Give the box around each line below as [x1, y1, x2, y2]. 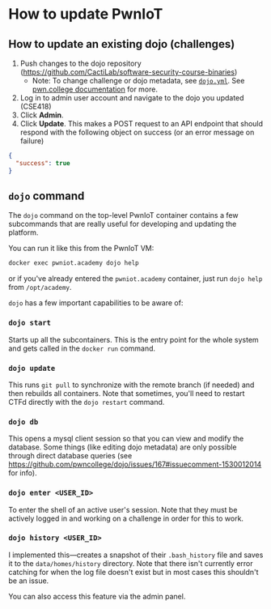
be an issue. [8, 576, 49, 586]
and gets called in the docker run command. [8, 343, 156, 353]
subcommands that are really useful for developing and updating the [8, 219, 237, 229]
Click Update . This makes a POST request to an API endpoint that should [19, 119, 264, 128]
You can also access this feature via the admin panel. [8, 591, 186, 601]
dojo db [8, 417, 39, 426]
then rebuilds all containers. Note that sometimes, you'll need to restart [8, 388, 245, 398]
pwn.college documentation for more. [32, 84, 158, 94]
